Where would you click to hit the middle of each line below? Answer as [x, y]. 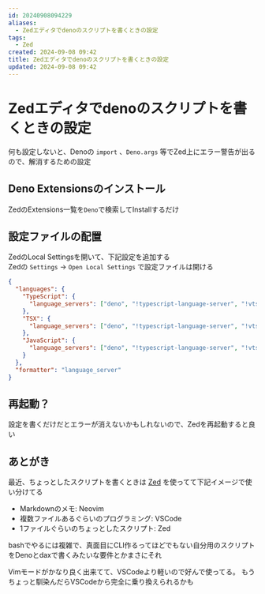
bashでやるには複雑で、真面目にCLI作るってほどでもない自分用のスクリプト [132, 545]
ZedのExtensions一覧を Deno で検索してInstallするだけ [94, 209]
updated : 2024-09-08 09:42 [52, 67]
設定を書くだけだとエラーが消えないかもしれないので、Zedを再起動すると [128, 424]
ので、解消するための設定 [50, 161]
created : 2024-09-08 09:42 [52, 52]
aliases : [22, 23]
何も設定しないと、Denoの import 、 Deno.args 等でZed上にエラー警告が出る [132, 152]
